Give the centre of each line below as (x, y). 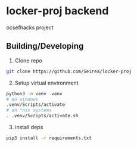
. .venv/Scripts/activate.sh (42, 116)
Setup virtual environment (46, 83)
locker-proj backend (57, 11)
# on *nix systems (29, 110)
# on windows (22, 99)
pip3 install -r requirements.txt (49, 138)
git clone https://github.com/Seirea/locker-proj (69, 71)
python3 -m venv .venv (34, 93)
